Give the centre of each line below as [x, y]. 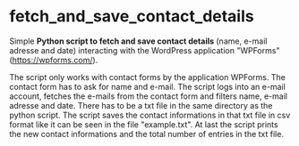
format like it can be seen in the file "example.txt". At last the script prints [144, 124]
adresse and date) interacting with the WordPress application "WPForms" [145, 50]
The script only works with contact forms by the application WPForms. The [148, 77]
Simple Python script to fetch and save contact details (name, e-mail [138, 41]
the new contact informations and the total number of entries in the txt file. [147, 134]
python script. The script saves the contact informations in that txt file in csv [150, 115]
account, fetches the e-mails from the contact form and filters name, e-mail [149, 96]
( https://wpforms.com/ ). [54, 60]
